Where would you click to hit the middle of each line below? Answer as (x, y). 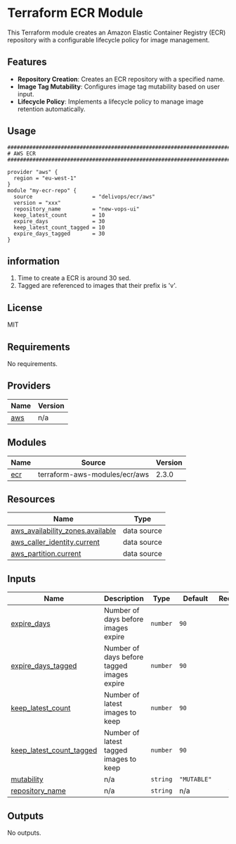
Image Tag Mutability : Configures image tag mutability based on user (118, 87)
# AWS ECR (22, 153)
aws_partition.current (46, 554)
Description (124, 598)
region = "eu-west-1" (45, 178)
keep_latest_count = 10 (59, 215)
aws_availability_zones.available (64, 531)
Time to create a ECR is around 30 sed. (74, 278)
